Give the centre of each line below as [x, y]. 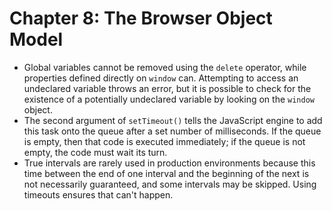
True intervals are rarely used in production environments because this [169, 163]
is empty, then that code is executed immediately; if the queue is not [164, 141]
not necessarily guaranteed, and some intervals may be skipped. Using [170, 184]
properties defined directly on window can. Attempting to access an [161, 78]
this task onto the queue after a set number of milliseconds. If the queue [172, 131]
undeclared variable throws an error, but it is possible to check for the [167, 88]
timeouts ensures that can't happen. [98, 194]
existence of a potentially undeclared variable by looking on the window [169, 99]
